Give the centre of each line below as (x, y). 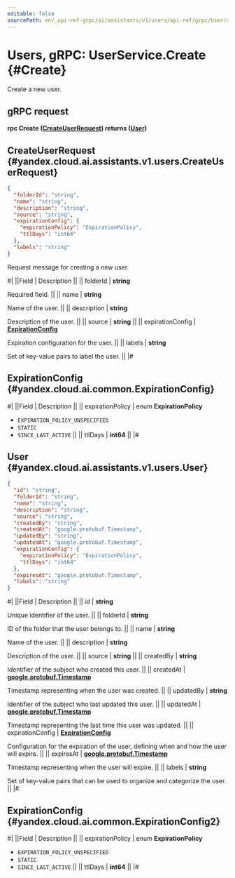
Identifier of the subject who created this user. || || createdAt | (97, 670)
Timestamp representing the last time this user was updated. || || (100, 725)
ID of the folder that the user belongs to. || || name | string (91, 629)
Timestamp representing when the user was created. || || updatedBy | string (117, 691)
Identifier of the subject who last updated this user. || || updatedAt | (104, 704)
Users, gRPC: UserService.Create (107, 55)
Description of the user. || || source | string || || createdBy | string (102, 656)
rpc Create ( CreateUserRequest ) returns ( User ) (77, 128)
